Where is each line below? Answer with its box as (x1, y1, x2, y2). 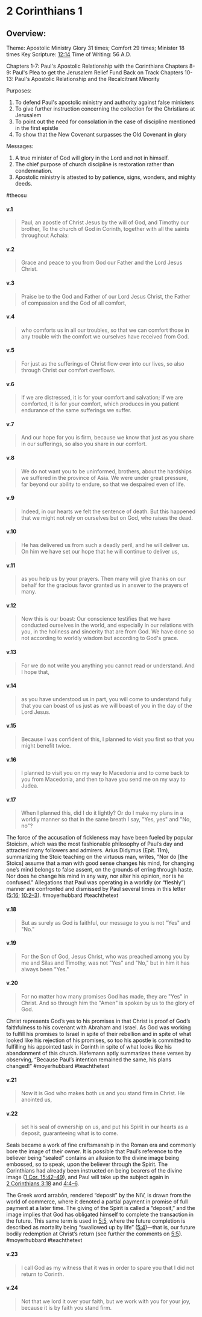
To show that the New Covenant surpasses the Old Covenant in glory (14, 131, 187, 138)
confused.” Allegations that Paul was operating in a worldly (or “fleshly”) (6, 879, 186, 886)
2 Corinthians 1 (6, 4, 83, 18)
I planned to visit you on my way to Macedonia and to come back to (21, 769, 189, 777)
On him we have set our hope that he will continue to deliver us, (21, 548, 180, 555)
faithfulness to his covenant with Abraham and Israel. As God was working (6, 1024, 191, 1031)
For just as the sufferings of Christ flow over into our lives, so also (21, 360, 185, 367)
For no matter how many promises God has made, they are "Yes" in (21, 993, 189, 1000)
